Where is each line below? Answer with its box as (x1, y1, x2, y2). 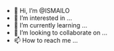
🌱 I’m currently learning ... (13, 21, 88, 29)
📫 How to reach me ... (13, 37, 78, 44)
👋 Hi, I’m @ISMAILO (13, 7, 70, 14)
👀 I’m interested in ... (13, 14, 73, 22)
